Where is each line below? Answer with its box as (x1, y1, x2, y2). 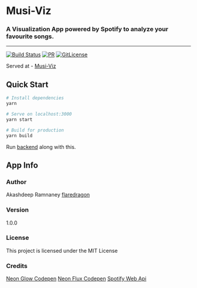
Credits (6, 262, 28, 270)
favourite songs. (6, 32, 55, 40)
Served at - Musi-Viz (6, 63, 56, 70)
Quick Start (6, 79, 49, 89)
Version (6, 206, 29, 214)
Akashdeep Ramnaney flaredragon (6, 191, 90, 198)
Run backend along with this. (6, 143, 76, 150)
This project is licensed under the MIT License (6, 247, 118, 254)
